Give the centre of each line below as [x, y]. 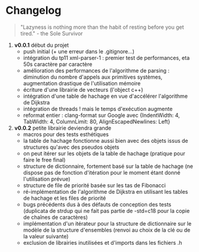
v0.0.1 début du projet [42, 45]
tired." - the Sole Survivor [51, 33]
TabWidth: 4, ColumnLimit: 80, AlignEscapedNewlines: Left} [97, 121]
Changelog [33, 10]
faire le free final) [45, 160]
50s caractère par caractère [58, 64]
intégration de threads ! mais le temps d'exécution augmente [98, 109]
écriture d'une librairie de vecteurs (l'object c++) [83, 89]
